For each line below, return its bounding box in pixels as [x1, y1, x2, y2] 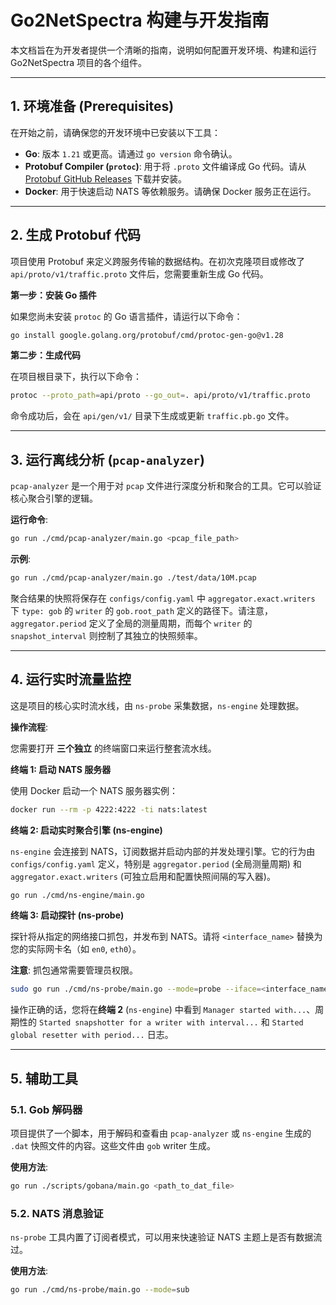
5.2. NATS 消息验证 [10, 1206, 104, 1220]
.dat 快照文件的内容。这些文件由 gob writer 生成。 [10, 1140, 217, 1151]
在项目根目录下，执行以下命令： [10, 371, 142, 383]
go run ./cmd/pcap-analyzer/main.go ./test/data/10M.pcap [10, 573, 257, 583]
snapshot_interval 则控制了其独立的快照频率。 [10, 629, 203, 641]
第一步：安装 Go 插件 [10, 289, 97, 301]
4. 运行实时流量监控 [10, 671, 132, 688]
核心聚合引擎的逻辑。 [10, 492, 98, 505]
